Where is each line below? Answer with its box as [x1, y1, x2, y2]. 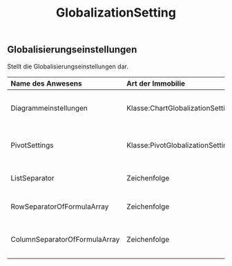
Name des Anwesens [10, 78, 83, 88]
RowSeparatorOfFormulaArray [10, 202, 109, 211]
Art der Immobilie [126, 78, 186, 88]
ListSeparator [10, 173, 55, 182]
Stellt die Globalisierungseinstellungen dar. [7, 62, 129, 70]
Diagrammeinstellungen [10, 103, 88, 113]
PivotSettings [10, 140, 54, 150]
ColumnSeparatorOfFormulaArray [10, 234, 120, 244]
